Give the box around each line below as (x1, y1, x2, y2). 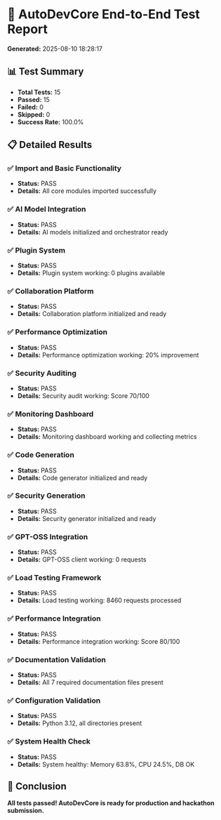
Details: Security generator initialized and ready (17, 514, 156, 522)
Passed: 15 (17, 95, 51, 104)
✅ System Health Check (7, 736, 91, 746)
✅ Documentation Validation (7, 654, 107, 664)
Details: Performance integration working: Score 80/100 (17, 637, 180, 645)
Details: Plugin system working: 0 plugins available (17, 269, 166, 277)
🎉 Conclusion (7, 780, 67, 792)
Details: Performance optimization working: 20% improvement (17, 350, 199, 359)
